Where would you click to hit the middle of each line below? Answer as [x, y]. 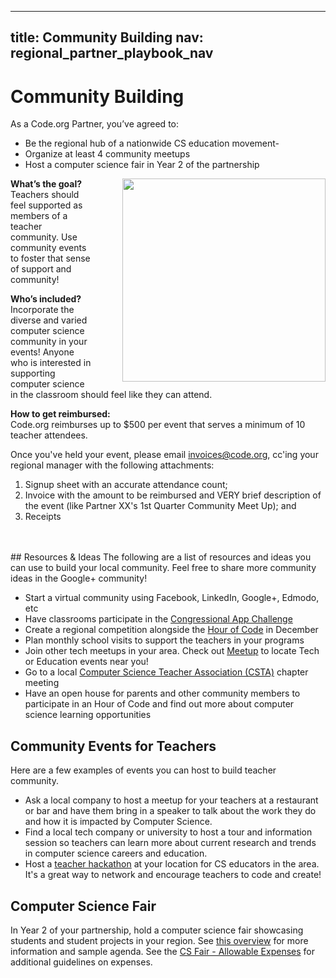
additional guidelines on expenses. [81, 962]
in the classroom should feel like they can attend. [111, 395]
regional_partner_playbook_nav [112, 53]
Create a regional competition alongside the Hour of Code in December [171, 630]
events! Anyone [42, 352]
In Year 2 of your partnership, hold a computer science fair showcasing [157, 930]
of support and [41, 269]
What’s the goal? [46, 184]
